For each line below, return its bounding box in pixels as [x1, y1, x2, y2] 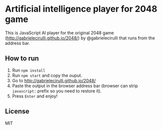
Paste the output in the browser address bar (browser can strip [12, 83, 138, 89]
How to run [5, 55, 39, 63]
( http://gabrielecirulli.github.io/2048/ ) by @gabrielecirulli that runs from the [5, 35, 155, 41]
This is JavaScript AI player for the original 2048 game [5, 30, 114, 36]
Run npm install [12, 67, 46, 73]
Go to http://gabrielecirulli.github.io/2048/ [12, 77, 96, 83]
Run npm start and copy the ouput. [12, 72, 82, 78]
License [5, 107, 30, 115]
